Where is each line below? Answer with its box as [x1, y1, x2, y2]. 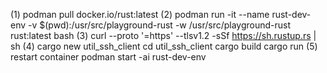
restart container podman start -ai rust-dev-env [10, 51, 207, 63]
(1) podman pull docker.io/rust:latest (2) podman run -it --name [10, 9, 270, 20]
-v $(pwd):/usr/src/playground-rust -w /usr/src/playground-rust [28, 19, 292, 31]
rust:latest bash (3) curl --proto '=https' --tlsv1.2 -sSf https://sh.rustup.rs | [10, 30, 317, 41]
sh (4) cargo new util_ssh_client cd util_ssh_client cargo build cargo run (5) [10, 40, 318, 52]
